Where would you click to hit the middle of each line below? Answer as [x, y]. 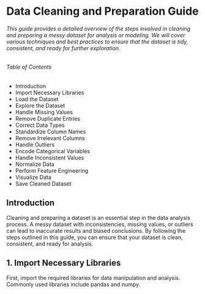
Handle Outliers [35, 145]
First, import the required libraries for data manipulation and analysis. [93, 277]
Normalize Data [35, 164]
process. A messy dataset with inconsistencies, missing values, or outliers [100, 224]
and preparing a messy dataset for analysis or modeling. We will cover [96, 35]
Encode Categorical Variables [53, 151]
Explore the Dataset [40, 106]
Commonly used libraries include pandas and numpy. [73, 284]
